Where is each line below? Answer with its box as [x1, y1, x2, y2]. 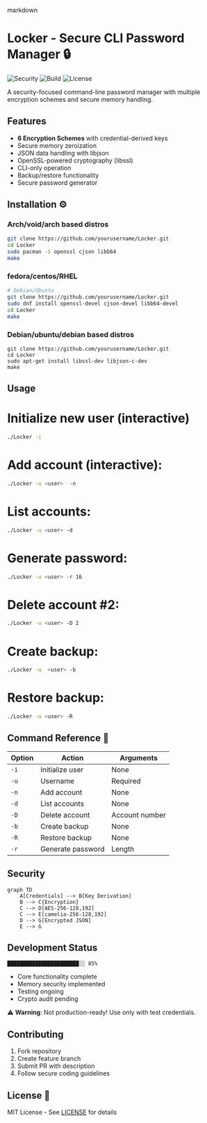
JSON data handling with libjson [17, 149, 109, 157]
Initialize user [40, 764, 84, 774]
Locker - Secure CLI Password [7, 31, 185, 46]
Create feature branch [17, 1055, 81, 1063]
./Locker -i [7, 434, 42, 441]
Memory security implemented [17, 980, 106, 988]
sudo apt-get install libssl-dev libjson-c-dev [7, 357, 148, 365]
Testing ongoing [17, 987, 64, 996]
